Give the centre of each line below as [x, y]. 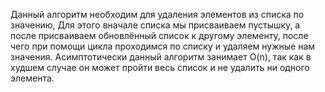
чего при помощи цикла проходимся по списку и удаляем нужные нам [163, 46]
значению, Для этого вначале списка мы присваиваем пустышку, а [155, 25]
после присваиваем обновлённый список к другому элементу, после [159, 35]
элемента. [32, 78]
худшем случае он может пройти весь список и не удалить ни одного [160, 67]
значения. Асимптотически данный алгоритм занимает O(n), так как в [161, 57]
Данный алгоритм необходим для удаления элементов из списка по [157, 14]
